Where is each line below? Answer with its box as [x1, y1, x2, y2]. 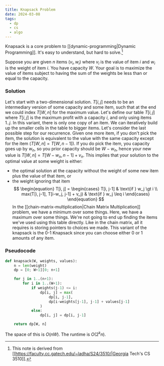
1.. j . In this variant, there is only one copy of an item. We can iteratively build [5, 119, 158, 125]
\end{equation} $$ [67, 196, 104, 202]
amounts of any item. [12, 235, 55, 241]
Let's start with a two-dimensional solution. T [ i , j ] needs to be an [5, 99, 134, 105]
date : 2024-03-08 [5, 12, 41, 17]
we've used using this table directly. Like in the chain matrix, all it [12, 220, 143, 226]
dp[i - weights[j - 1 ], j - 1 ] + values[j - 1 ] [48, 299, 130, 304]
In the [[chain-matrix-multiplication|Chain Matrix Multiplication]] [12, 204, 141, 210]
